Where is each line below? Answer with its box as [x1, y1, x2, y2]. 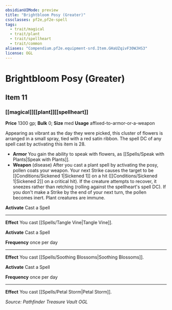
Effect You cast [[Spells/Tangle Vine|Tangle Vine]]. [5, 220, 113, 226]
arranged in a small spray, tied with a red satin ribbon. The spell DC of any [5, 136, 162, 142]
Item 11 [5, 93, 28, 102]
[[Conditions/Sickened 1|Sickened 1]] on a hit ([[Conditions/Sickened [12, 173, 158, 179]
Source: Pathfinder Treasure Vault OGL [5, 299, 88, 305]
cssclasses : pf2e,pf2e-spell [5, 17, 68, 22]
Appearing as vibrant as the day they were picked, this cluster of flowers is [5, 130, 163, 136]
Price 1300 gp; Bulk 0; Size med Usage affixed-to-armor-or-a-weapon [5, 120, 155, 126]
